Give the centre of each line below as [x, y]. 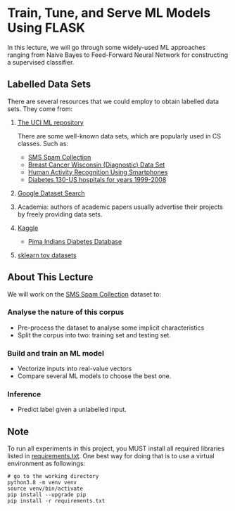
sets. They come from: [40, 109]
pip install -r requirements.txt [56, 501]
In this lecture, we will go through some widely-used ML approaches [107, 47]
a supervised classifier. [41, 62]
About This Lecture [50, 277]
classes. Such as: [43, 143]
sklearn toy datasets [47, 255]
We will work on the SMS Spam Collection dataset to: [84, 294]
